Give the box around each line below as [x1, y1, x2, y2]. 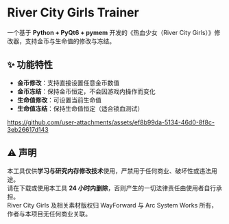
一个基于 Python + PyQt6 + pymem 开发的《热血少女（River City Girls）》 [7, 28, 215, 36]
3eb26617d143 [7, 125, 49, 133]
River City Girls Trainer [7, 5, 139, 21]
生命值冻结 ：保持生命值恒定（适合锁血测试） [16, 104, 144, 113]
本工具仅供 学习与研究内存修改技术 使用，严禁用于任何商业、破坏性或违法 [7, 166, 211, 175]
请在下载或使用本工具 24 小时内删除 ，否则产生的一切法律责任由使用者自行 [7, 183, 217, 192]
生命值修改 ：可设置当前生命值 [16, 96, 101, 104]
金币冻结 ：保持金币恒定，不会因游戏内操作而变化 [16, 87, 156, 96]
